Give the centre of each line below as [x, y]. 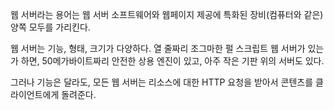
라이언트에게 [35, 94]
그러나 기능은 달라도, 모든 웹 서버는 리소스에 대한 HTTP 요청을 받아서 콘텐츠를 [162, 82]
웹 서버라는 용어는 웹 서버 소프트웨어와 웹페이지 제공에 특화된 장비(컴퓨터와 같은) [167, 14]
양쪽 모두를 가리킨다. [50, 27]
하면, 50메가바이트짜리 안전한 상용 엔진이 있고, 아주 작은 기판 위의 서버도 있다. [172, 61]
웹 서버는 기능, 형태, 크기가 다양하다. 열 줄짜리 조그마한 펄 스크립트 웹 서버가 [158, 48]
